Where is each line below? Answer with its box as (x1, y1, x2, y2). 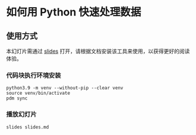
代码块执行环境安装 (6, 71, 61, 79)
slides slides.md (6, 124, 49, 130)
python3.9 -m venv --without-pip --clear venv (6, 85, 124, 91)
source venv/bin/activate (6, 90, 70, 97)
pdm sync (6, 95, 28, 101)
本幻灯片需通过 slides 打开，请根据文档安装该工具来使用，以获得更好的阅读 (6, 48, 190, 54)
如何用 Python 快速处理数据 (6, 5, 141, 19)
